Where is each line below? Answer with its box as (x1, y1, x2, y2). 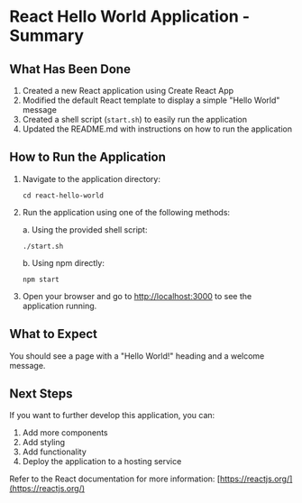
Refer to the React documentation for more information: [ (9, 473, 221, 484)
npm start (22, 275, 60, 284)
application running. (22, 300, 97, 311)
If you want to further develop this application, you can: (9, 410, 215, 421)
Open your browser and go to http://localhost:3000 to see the (22, 290, 252, 301)
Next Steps (9, 386, 73, 402)
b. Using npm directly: (22, 257, 105, 268)
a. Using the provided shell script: (22, 224, 148, 235)
